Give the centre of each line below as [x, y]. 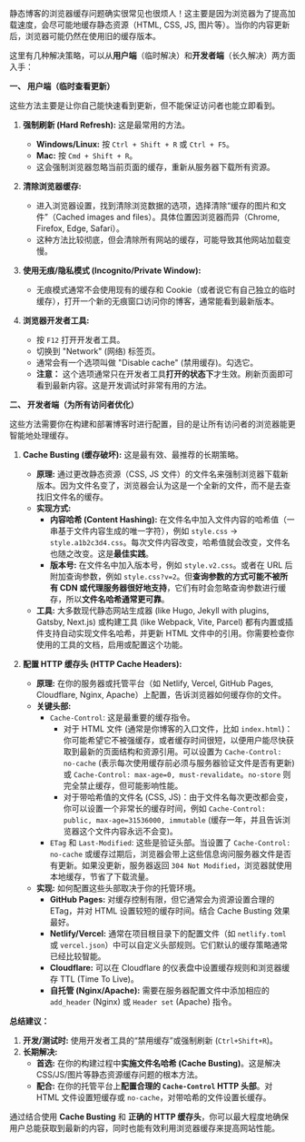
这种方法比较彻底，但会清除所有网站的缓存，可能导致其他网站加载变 [163, 240]
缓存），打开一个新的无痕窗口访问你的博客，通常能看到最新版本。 [157, 301]
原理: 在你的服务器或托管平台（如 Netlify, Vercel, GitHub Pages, [155, 683]
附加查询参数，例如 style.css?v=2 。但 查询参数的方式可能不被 [165, 576]
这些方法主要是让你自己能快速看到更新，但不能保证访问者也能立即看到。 [144, 106]
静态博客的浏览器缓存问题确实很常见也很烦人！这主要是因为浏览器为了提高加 [152, 13]
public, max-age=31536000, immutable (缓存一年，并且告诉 [173, 820]
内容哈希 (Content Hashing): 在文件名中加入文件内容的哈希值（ [168, 520]
